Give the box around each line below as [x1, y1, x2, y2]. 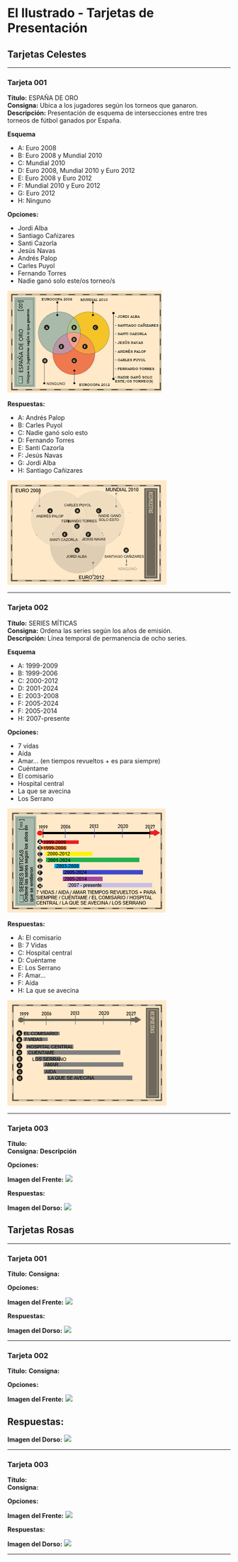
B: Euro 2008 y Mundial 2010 [17, 151, 103, 160]
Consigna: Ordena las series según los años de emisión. [7, 626, 173, 635]
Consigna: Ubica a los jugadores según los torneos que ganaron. [7, 101, 198, 110]
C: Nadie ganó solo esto [17, 429, 89, 437]
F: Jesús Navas [17, 451, 63, 460]
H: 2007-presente [17, 714, 70, 722]
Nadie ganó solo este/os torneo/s [17, 276, 115, 285]
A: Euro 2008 [17, 144, 57, 152]
